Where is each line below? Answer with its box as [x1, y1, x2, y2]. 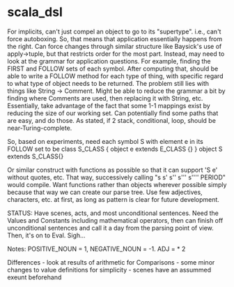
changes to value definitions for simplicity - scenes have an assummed [7, 265, 212, 274]
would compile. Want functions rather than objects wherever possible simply [7, 180, 227, 189]
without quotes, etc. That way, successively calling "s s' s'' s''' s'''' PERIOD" [7, 172, 226, 182]
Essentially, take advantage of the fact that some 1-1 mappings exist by [7, 101, 210, 110]
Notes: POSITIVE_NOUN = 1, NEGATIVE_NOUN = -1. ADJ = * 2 [7, 244, 186, 253]
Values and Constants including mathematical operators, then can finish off [7, 216, 224, 224]
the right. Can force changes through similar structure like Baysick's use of [7, 42, 222, 50]
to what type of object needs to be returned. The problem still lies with [7, 79, 210, 87]
